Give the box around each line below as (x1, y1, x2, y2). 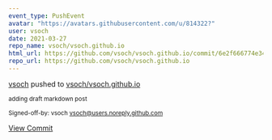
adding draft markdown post (8, 95, 87, 103)
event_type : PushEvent (8, 11, 85, 20)
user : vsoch (8, 27, 49, 35)
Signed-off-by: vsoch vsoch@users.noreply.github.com (8, 108, 164, 117)
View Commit (8, 123, 53, 133)
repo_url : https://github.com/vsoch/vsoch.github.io (8, 57, 190, 66)
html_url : (8, 49, 42, 57)
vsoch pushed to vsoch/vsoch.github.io (8, 78, 141, 89)
